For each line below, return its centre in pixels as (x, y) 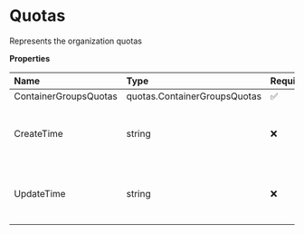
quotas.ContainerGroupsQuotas (194, 96)
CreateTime (38, 133)
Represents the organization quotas (76, 41)
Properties (30, 58)
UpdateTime (40, 193)
